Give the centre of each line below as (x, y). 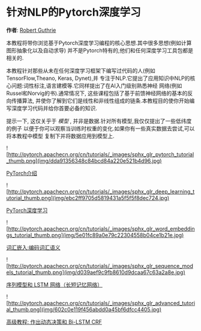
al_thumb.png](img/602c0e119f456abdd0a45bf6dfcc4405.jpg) (84, 309)
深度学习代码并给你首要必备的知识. (54, 108)
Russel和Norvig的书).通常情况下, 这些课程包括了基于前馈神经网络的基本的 (97, 93)
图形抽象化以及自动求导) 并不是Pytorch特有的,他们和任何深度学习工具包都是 (100, 50)
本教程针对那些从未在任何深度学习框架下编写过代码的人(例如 (81, 70)
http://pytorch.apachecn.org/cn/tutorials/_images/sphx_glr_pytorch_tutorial (101, 154)
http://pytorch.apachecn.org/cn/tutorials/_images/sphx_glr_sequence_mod (101, 266)
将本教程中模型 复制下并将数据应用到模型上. (60, 136)
